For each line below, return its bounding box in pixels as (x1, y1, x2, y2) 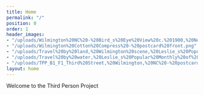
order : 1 (6, 26, 29, 32)
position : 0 (6, 20, 36, 26)
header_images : (6, 32, 45, 38)
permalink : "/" (6, 15, 45, 21)
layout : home (6, 65, 39, 72)
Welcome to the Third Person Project (6, 82, 99, 90)
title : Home (6, 9, 36, 15)
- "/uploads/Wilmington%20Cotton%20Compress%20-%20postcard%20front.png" (6, 43, 197, 49)
